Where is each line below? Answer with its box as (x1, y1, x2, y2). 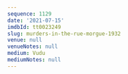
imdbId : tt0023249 (7, 23, 61, 30)
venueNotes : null (7, 43, 58, 50)
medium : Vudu (7, 50, 46, 57)
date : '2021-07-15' (7, 17, 65, 24)
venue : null (7, 37, 42, 44)
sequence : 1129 (7, 10, 52, 18)
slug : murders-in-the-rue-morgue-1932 (7, 30, 121, 37)
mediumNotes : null (7, 56, 61, 63)
